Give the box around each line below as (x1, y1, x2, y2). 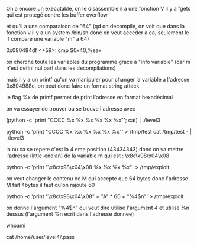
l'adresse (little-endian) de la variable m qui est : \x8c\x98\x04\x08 (6, 152, 170, 159)
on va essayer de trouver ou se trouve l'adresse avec (6, 105, 136, 112)
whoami (6, 222, 25, 229)
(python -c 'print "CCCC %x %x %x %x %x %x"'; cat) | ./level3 (6, 116, 161, 124)
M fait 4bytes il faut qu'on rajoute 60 (6, 182, 95, 188)
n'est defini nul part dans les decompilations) (6, 64, 117, 72)
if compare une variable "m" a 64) (6, 35, 89, 42)
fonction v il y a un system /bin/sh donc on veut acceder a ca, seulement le (6, 29, 189, 36)
